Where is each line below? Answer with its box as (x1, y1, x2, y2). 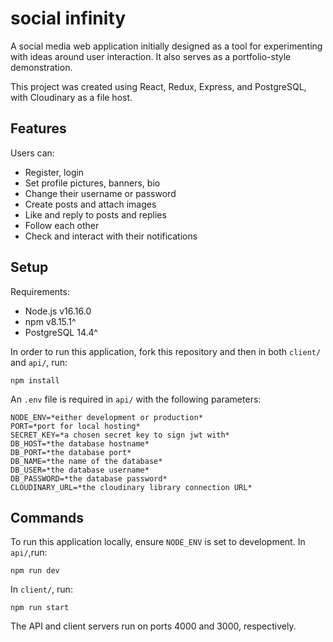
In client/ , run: (10, 583, 73, 596)
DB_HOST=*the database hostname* (10, 438, 150, 449)
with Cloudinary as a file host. (10, 91, 133, 103)
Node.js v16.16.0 (24, 305, 92, 317)
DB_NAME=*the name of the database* (10, 456, 163, 466)
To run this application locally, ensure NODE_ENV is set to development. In (10, 536, 306, 548)
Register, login (24, 166, 85, 178)
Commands (10, 509, 85, 526)
